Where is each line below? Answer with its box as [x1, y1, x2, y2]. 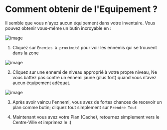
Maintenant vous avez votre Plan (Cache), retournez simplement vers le [12, 114, 160, 120]
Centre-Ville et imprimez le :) [12, 119, 72, 125]
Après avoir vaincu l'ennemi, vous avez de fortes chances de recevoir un [12, 99, 162, 105]
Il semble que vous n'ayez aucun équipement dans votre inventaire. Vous [5, 20, 156, 26]
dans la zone [12, 50, 39, 56]
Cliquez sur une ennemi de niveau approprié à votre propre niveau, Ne [12, 69, 158, 75]
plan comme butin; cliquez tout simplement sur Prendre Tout [12, 104, 137, 110]
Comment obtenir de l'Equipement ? [5, 3, 158, 15]
